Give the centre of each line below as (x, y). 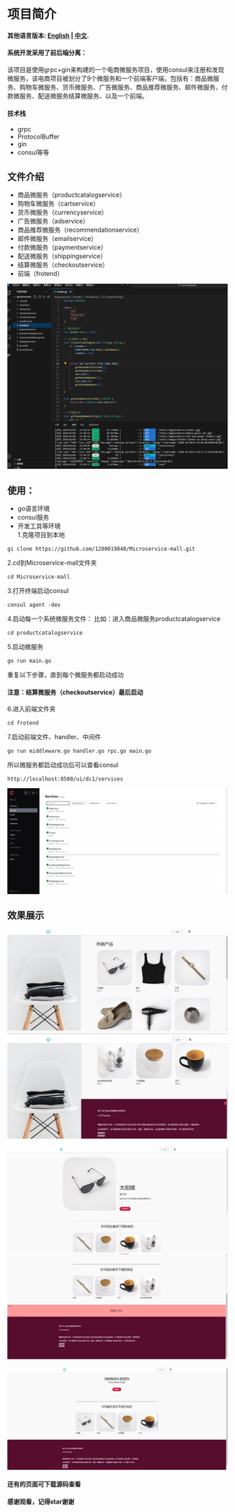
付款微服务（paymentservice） (62, 247)
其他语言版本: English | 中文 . (48, 35)
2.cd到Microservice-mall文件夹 (52, 563)
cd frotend (23, 723)
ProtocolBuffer (38, 136)
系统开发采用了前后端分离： (47, 52)
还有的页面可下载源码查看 (44, 1484)
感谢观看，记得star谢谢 (41, 1501)
